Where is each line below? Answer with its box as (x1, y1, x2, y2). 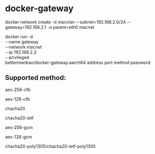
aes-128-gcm (5, 134, 33, 139)
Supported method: (5, 74, 66, 82)
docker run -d (5, 34, 33, 39)
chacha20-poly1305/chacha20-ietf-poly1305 (5, 143, 96, 149)
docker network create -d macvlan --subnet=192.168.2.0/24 (5, 19, 126, 25)
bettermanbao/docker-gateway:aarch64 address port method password (5, 59, 151, 65)
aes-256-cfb (5, 86, 31, 93)
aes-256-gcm (5, 124, 33, 130)
